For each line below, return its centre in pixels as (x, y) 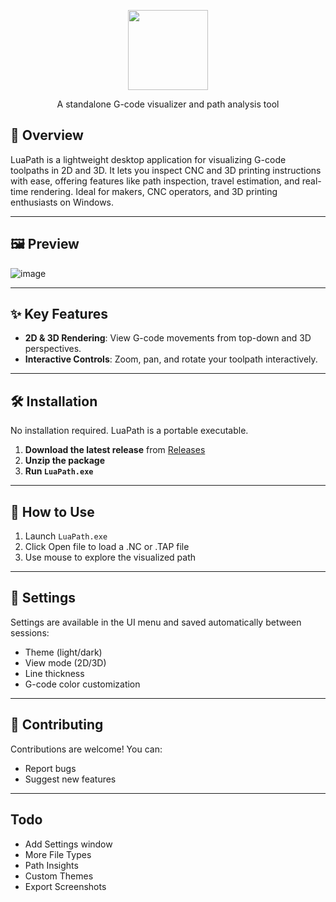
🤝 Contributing (57, 725)
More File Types (58, 854)
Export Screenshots (65, 886)
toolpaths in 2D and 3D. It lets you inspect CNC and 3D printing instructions (166, 170)
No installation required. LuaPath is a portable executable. (129, 431)
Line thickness (54, 673)
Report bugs (50, 768)
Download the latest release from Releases (115, 450)
